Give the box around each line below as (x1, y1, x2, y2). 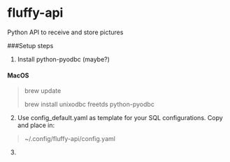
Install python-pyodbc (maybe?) (17, 54, 110, 64)
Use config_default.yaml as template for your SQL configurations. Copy (17, 114, 224, 122)
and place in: (17, 121, 55, 130)
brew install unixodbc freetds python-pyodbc (24, 100, 155, 109)
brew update (24, 87, 62, 95)
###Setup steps (7, 41, 54, 50)
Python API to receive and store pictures (7, 28, 124, 36)
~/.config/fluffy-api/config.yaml (24, 135, 115, 143)
